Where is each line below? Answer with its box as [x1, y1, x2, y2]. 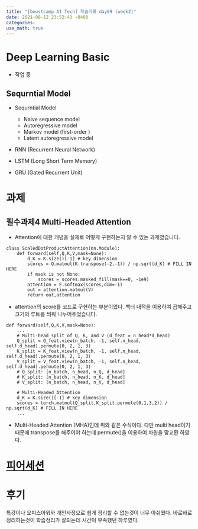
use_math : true [6, 25, 44, 31]
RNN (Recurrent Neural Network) [14, 146, 96, 153]
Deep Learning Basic [6, 51, 110, 64]
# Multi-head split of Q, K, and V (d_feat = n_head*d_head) [17, 333, 170, 338]
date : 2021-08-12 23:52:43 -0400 [6, 14, 89, 20]
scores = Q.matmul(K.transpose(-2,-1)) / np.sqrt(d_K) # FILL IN [27, 261, 192, 267]
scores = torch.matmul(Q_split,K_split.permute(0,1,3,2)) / [17, 400, 168, 406]
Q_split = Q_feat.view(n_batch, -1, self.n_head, [17, 338, 142, 344]
